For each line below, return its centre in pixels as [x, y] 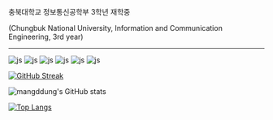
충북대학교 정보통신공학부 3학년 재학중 [69, 12]
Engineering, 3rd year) [46, 36]
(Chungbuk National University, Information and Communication [116, 28]
